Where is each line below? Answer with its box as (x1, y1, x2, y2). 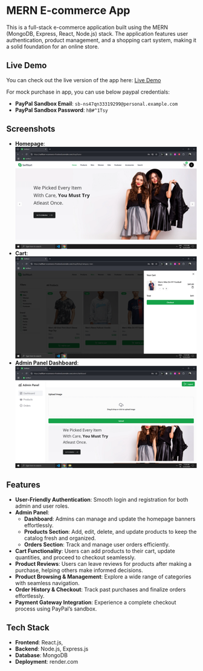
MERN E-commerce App (6, 4, 130, 18)
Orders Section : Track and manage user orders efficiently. (24, 540, 170, 548)
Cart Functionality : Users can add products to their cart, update (14, 547, 175, 554)
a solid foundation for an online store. (6, 43, 100, 50)
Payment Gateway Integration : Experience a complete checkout (14, 598, 176, 606)
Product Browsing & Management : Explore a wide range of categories (14, 572, 192, 580)
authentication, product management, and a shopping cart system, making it (6, 36, 196, 44)
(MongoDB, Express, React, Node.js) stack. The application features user (6, 30, 188, 37)
